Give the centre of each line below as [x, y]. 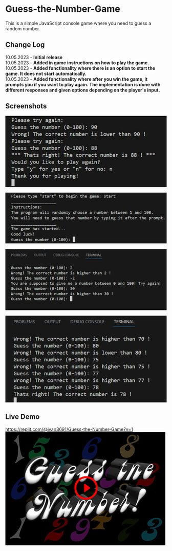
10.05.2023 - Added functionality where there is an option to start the [80, 68]
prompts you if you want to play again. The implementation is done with [83, 84]
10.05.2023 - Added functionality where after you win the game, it [77, 79]
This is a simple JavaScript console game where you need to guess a [78, 23]
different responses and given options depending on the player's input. [83, 90]
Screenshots [26, 106]
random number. [23, 28]
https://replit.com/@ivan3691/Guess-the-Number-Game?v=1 [69, 429]
